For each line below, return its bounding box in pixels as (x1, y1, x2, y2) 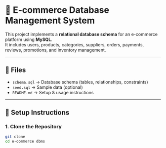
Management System (5, 15, 95, 26)
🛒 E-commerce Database (5, 4, 110, 16)
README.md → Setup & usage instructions (12, 89, 94, 95)
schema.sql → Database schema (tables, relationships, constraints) (12, 79, 148, 85)
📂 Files (5, 66, 26, 74)
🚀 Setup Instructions (5, 109, 70, 117)
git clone (5, 134, 26, 140)
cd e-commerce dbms (5, 139, 45, 144)
